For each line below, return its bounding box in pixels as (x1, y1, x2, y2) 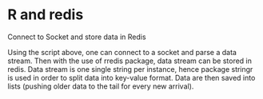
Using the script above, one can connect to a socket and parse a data (7, 47, 237, 57)
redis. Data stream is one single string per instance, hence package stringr (7, 64, 253, 73)
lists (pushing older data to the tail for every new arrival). (7, 81, 194, 91)
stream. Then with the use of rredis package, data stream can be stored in (7, 56, 253, 65)
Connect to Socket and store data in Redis (7, 32, 146, 42)
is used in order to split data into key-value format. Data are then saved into (7, 73, 256, 82)
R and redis (7, 6, 84, 24)
